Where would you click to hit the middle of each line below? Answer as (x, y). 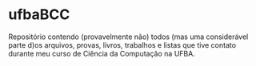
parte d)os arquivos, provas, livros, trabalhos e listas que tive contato (122, 45)
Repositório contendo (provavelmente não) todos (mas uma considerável (128, 37)
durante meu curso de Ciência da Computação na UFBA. (102, 53)
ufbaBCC (39, 15)
